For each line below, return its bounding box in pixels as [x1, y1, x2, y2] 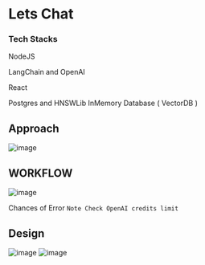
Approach [8, 121, 59, 135]
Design [8, 226, 45, 240]
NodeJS [8, 51, 35, 61]
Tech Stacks [8, 34, 58, 45]
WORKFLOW [8, 166, 73, 180]
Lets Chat [8, 5, 74, 23]
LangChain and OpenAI [8, 67, 86, 77]
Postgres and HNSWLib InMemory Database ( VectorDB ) [8, 98, 199, 108]
